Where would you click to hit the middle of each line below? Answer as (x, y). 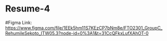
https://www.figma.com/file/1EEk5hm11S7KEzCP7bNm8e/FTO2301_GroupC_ (84, 27)
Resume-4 (28, 9)
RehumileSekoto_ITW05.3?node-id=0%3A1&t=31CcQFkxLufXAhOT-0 (77, 33)
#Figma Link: (19, 22)
